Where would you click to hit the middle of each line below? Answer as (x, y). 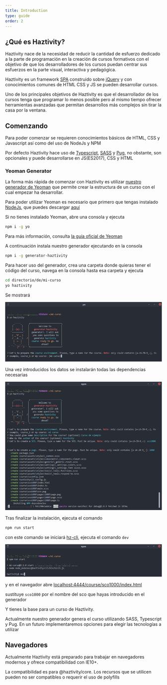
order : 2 (14, 21)
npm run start (20, 528)
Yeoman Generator (28, 171)
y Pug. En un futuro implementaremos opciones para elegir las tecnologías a (83, 624)
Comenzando (27, 126)
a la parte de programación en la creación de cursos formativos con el (77, 59)
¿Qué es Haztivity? (35, 42)
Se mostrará (18, 295)
